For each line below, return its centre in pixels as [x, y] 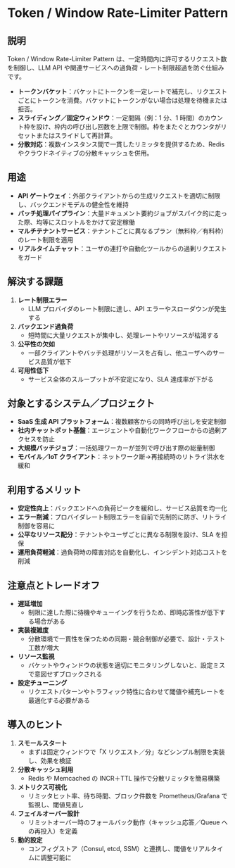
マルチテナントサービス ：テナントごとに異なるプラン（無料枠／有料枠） [122, 231]
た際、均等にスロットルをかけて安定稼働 [76, 222]
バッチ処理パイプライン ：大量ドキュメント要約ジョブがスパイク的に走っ [122, 213]
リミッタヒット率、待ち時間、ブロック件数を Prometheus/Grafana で [128, 795]
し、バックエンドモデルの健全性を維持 [73, 204]
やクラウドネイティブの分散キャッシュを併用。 [85, 153]
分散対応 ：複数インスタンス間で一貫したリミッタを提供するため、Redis [121, 144]
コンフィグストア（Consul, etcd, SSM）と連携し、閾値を [110, 848]
